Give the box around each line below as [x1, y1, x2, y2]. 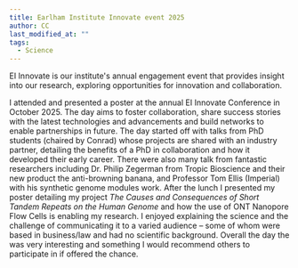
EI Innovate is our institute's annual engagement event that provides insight [9, 70, 285, 81]
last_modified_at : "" [9, 29, 90, 38]
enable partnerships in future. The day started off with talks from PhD [9, 126, 264, 136]
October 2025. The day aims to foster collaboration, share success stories [9, 107, 282, 118]
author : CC [9, 21, 50, 30]
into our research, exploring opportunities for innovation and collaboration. [9, 80, 283, 91]
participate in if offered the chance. [9, 248, 139, 259]
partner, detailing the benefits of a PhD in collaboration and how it [9, 144, 251, 156]
